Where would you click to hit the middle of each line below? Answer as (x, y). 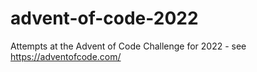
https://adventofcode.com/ (66, 56)
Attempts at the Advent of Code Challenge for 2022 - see (128, 46)
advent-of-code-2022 (104, 18)
